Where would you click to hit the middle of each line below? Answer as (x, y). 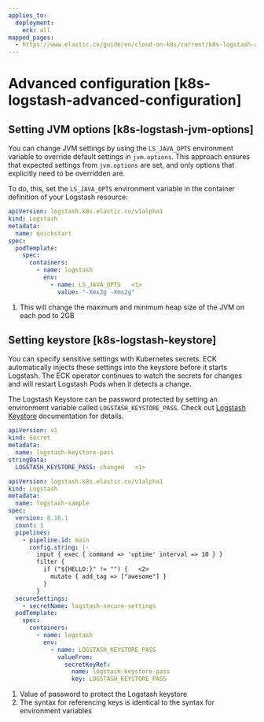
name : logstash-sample (52, 504)
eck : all (37, 30)
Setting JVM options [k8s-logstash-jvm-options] (131, 130)
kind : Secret (29, 438)
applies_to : (27, 15)
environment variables (56, 711)
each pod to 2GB (47, 315)
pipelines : (33, 532)
